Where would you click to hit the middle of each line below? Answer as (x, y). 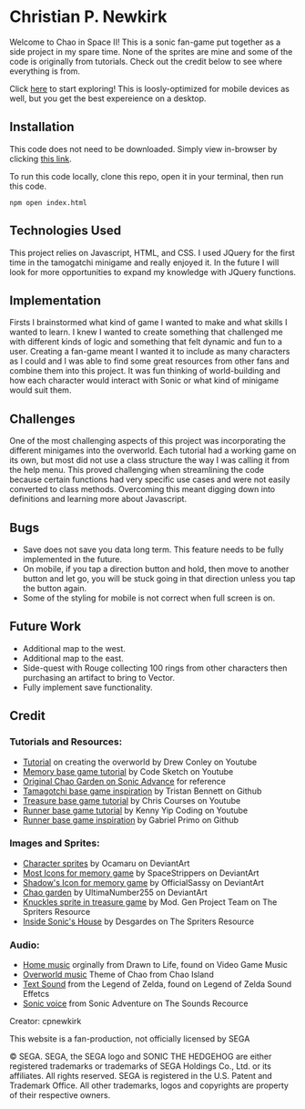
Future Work (46, 626)
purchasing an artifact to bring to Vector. (99, 677)
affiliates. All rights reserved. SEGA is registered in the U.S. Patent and (141, 1076)
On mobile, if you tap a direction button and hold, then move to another (156, 569)
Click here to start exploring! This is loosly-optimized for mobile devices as (149, 88)
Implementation (56, 300)
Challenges (42, 419)
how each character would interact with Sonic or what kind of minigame (144, 381)
